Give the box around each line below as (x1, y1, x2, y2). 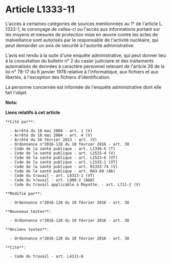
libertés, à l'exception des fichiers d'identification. (5, 74, 111, 80)
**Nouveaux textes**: (5, 209, 52, 214)
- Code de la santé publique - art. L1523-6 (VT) (10, 155, 118, 160)
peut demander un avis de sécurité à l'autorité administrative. (5, 42, 135, 48)
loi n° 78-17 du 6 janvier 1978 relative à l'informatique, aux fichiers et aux (5, 68, 159, 75)
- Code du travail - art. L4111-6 (10, 254, 83, 259)
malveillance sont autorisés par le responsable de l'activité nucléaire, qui (5, 37, 159, 43)
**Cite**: (5, 245, 27, 250)
